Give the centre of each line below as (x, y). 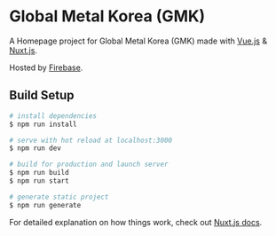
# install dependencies (53, 116)
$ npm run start (39, 181)
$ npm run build (39, 173)
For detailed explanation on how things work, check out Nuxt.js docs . (136, 222)
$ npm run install (43, 124)
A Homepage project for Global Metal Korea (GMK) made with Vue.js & (138, 41)
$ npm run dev (35, 148)
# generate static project (59, 197)
